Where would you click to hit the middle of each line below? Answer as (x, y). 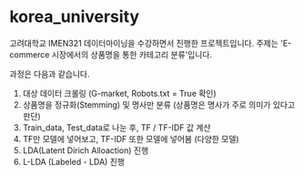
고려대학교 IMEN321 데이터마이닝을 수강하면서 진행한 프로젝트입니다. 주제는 (144, 43)
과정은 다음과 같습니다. (50, 74)
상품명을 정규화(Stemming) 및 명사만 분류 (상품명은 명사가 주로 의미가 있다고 (159, 104)
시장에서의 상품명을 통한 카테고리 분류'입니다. (132, 54)
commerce (30, 54)
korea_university (74, 17)
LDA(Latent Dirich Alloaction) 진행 (86, 150)
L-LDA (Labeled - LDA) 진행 (74, 161)
